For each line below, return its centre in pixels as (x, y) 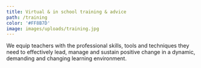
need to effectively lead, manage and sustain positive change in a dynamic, (101, 52)
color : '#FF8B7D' (28, 23)
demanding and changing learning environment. (66, 58)
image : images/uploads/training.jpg (53, 29)
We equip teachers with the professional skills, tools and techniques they (98, 46)
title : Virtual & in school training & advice (66, 12)
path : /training (27, 17)
